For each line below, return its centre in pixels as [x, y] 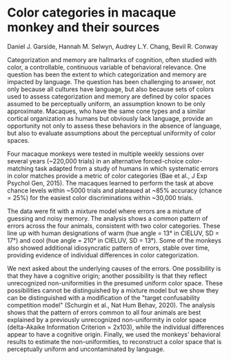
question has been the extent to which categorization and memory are [107, 74]
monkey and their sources [83, 27]
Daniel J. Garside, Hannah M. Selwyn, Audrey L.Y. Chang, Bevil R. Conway [113, 46]
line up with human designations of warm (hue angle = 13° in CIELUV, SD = [113, 233]
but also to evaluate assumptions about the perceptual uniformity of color [111, 133]
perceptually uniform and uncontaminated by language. [86, 349]
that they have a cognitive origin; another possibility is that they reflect [107, 276]
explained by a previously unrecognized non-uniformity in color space [107, 319]
